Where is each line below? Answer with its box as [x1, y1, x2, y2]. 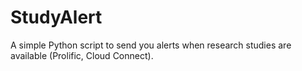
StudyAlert [10, 6, 103, 29]
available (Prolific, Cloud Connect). [10, 49, 154, 61]
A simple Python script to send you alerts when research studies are [10, 39, 292, 51]
